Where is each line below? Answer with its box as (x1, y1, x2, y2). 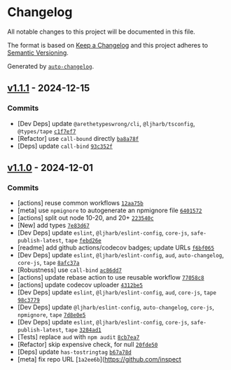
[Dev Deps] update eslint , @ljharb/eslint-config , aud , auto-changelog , (17, 251, 224, 259)
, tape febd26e (62, 236, 101, 245)
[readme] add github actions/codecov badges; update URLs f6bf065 (17, 243, 215, 252)
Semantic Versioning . (7, 48, 69, 57)
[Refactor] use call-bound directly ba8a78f (17, 134, 139, 142)
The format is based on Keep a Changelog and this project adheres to (7, 41, 209, 49)
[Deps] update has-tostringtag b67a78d (17, 348, 132, 356)
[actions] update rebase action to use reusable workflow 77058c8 (17, 273, 204, 282)
